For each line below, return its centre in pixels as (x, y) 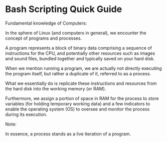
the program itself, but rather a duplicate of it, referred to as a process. (78, 73)
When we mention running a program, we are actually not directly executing (83, 68)
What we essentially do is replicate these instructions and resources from (81, 83)
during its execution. (26, 114)
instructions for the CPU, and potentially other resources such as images (80, 53)
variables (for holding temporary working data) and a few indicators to (78, 103)
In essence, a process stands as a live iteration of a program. (68, 133)
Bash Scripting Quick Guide (64, 9)
